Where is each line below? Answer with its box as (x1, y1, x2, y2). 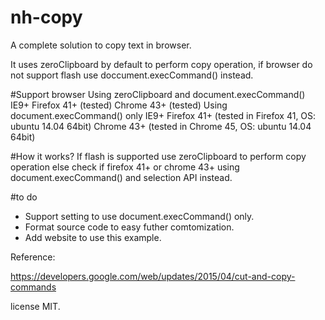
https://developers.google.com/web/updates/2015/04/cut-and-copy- (10, 270, 296, 282)
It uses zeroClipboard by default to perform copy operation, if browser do (10, 58, 313, 70)
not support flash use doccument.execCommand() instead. (10, 69, 254, 81)
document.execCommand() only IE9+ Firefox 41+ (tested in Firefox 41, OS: (10, 109, 317, 121)
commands (10, 281, 57, 293)
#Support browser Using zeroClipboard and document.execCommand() (10, 88, 306, 100)
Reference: (10, 251, 56, 263)
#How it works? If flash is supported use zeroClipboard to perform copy (10, 150, 307, 162)
